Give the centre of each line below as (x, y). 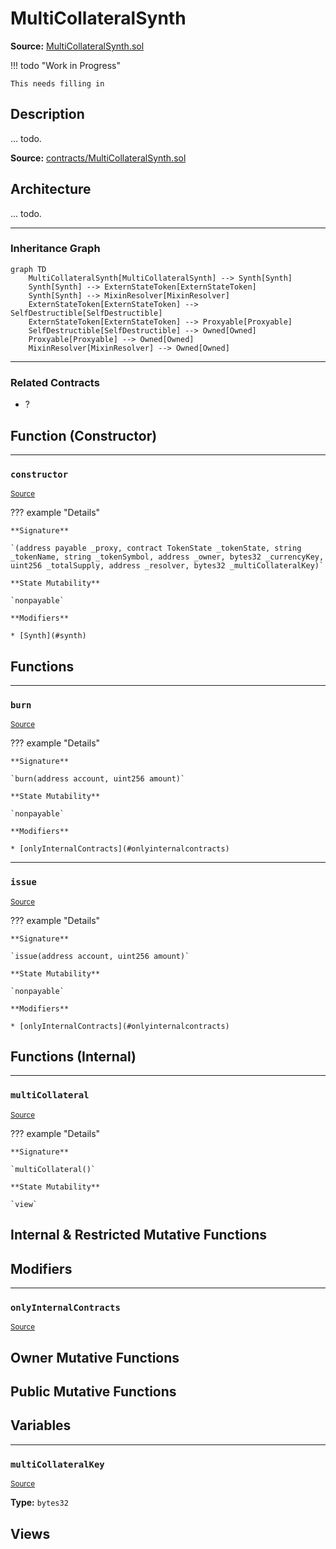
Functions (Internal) (73, 1057)
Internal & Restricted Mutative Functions (138, 1235)
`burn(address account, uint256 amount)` (98, 779)
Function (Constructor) (84, 435)
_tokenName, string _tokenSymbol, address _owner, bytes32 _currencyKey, (167, 557)
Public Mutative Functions (93, 1392)
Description (47, 114)
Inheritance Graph (55, 249)
